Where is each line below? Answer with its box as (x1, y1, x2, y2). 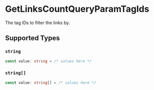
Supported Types (5, 34, 60, 42)
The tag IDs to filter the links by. (5, 20, 70, 26)
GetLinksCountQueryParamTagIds (5, 3, 150, 15)
